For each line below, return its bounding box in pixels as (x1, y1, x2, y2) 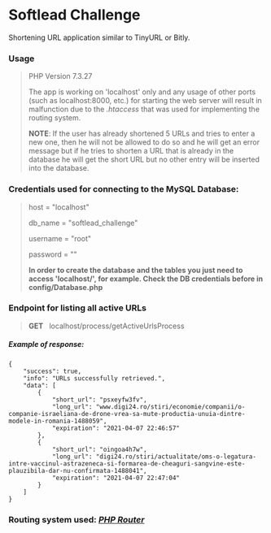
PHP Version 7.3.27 (28, 71, 93, 81)
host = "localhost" (28, 201, 90, 212)
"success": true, (23, 367, 82, 375)
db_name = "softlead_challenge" (28, 218, 138, 227)
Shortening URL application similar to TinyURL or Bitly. (8, 32, 190, 42)
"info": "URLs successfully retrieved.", (23, 374, 165, 383)
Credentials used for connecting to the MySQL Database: (8, 184, 239, 195)
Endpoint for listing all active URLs (8, 302, 146, 314)
